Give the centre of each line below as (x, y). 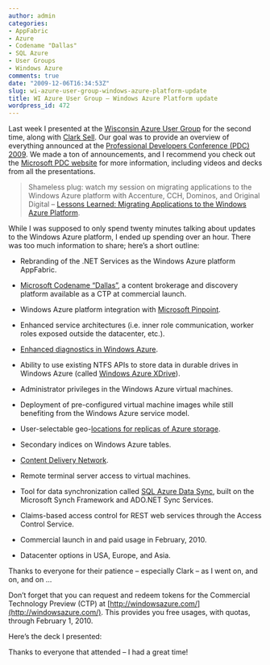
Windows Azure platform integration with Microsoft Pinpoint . (120, 310)
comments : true (34, 76)
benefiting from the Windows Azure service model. (105, 414)
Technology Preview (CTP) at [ (59, 604)
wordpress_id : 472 (39, 106)
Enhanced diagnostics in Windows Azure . (89, 349)
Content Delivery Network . (64, 460)
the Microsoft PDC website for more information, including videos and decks (135, 163)
